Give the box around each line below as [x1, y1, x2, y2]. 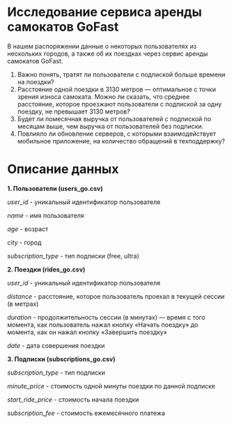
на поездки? [17, 77, 54, 86]
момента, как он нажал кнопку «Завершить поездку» [7, 328, 167, 336]
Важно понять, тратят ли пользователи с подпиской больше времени [17, 70, 226, 79]
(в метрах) [7, 299, 39, 308]
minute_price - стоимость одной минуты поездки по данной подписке [7, 382, 216, 390]
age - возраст [7, 224, 49, 233]
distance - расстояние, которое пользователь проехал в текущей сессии [7, 292, 225, 300]
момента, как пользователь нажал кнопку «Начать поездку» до [7, 320, 199, 329]
